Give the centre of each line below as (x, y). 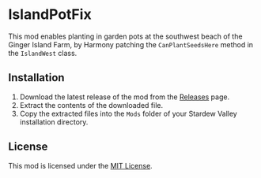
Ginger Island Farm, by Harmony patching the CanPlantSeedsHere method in (131, 44)
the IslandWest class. (43, 53)
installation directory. (54, 122)
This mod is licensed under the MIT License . (80, 165)
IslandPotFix (50, 15)
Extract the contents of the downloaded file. (91, 105)
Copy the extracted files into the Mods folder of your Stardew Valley (128, 113)
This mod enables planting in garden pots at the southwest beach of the (125, 36)
